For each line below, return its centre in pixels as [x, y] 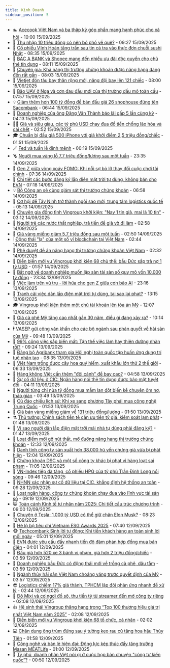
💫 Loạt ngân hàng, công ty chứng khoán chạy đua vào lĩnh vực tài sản [86, 493]
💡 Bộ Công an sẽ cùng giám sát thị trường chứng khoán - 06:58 [79, 190]
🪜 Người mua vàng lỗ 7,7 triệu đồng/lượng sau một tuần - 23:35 [79, 155]
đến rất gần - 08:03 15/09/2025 [46, 75]
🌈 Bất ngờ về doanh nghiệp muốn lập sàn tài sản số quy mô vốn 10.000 [87, 272]
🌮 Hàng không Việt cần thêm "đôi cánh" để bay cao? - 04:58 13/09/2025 [89, 374]
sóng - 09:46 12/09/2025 [39, 476]
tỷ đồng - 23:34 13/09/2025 [42, 277]
